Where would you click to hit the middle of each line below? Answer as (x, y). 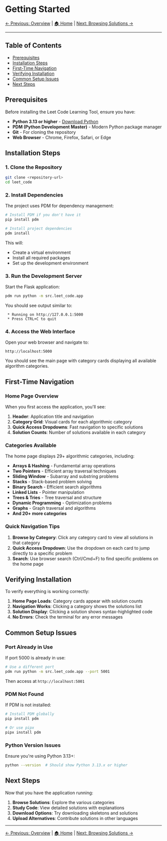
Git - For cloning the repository (44, 132)
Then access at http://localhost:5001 (45, 681)
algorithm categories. (27, 366)
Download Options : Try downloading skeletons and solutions (75, 813)
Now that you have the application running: (49, 793)
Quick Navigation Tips (33, 526)
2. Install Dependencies (34, 195)
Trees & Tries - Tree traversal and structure (57, 498)
